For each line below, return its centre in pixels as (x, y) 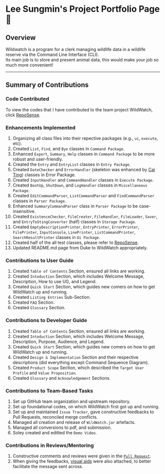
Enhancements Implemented (40, 128)
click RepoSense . (23, 115)
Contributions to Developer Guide (46, 320)
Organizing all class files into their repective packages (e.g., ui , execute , (85, 138)
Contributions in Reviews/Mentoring (50, 445)
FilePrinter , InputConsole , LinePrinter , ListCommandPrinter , (74, 232)
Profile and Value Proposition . (45, 373)
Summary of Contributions (47, 85)
